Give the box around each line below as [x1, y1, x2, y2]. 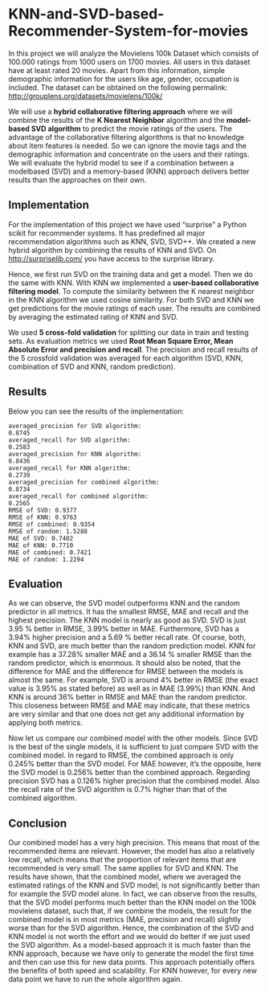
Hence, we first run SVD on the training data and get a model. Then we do [8, 269, 253, 279]
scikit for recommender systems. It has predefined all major [8, 228, 206, 238]
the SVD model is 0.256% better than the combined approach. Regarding [8, 768, 251, 778]
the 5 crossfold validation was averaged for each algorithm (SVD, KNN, [8, 353, 243, 362]
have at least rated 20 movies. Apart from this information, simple [8, 65, 226, 75]
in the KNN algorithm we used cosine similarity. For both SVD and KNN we [8, 295, 255, 304]
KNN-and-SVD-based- [8, 5, 165, 23]
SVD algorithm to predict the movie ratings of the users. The [31, 124, 233, 133]
